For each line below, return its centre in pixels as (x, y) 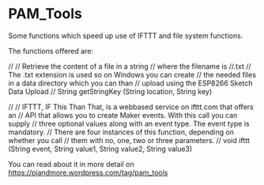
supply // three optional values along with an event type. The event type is (129, 123)
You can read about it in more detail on (71, 164)
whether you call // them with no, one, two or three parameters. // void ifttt (129, 140)
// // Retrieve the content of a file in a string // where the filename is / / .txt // (130, 66)
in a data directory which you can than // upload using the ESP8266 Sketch (130, 83)
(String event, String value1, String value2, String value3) (100, 149)
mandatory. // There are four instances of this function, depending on (121, 132)
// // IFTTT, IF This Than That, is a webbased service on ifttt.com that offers (131, 107)
